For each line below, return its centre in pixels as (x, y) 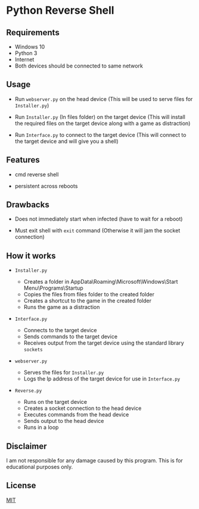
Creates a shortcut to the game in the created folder (88, 301)
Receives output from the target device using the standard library (104, 343)
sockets (33, 350)
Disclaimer (27, 446)
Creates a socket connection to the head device (83, 408)
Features (23, 160)
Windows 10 (30, 47)
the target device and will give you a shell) (66, 141)
